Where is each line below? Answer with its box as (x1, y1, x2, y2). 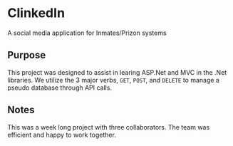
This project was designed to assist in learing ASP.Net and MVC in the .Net (7, 68, 227, 76)
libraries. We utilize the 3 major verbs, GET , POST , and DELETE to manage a (7, 75, 219, 84)
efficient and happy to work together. (7, 130, 116, 139)
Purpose (7, 49, 46, 61)
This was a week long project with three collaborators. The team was (7, 122, 210, 131)
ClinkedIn (7, 5, 66, 21)
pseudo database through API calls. (7, 83, 113, 92)
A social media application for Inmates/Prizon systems (7, 28, 167, 37)
